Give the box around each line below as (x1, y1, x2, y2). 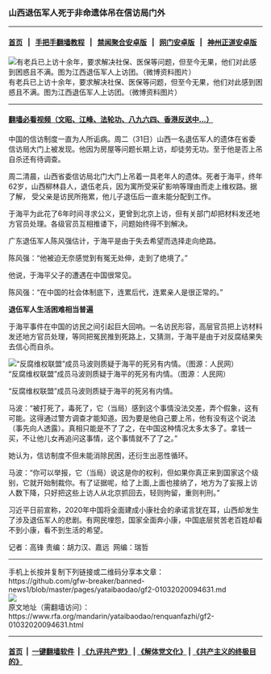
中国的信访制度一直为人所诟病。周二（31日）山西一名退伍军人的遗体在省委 (8, 134, 256, 144)
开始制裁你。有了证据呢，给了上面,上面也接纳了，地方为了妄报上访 (35, 477, 258, 487)
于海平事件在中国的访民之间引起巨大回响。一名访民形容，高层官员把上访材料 (8, 321, 263, 331)
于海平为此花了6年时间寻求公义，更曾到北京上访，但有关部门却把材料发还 (8, 208, 253, 218)
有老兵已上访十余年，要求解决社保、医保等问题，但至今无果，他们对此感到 (8, 77, 256, 86)
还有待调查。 (22, 154, 65, 164)
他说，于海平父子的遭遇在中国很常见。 (8, 270, 135, 280)
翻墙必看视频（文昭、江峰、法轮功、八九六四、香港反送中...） (8, 114, 214, 124)
